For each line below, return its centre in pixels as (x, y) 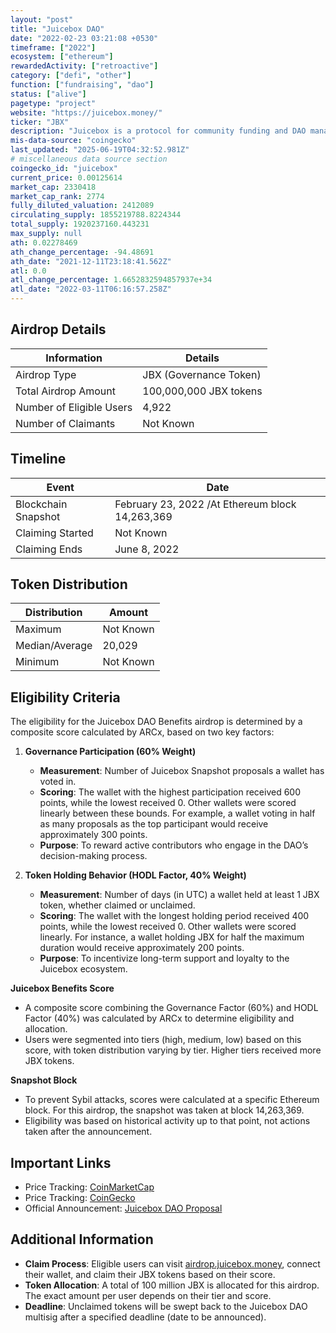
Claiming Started (54, 533)
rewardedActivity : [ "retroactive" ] (84, 66)
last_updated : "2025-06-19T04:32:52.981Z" (100, 150)
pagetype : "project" (53, 103)
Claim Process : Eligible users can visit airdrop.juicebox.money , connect (172, 1263)
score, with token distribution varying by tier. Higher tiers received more (173, 1050)
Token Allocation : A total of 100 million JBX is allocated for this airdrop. (172, 1285)
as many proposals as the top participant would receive (154, 824)
